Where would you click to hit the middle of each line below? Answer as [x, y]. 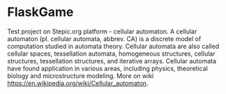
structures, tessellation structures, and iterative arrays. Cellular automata [112, 61]
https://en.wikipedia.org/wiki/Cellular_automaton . [78, 83]
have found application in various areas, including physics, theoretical [107, 68]
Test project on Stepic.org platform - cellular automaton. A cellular [102, 31]
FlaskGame [40, 12]
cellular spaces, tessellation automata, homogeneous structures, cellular [111, 54]
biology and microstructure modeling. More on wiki [81, 76]
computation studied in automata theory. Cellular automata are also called [113, 46]
